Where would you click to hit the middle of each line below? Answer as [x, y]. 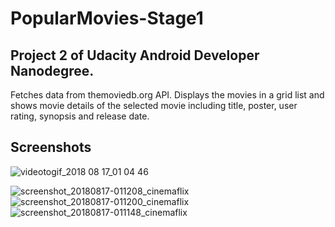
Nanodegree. [52, 70]
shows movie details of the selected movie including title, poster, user [154, 105]
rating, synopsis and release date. [80, 116]
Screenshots [51, 147]
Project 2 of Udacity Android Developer [135, 55]
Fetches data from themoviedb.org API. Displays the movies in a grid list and [167, 95]
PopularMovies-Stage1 [107, 18]
